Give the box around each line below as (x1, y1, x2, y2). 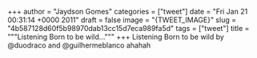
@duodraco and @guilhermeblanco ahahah (7, 41, 151, 50)
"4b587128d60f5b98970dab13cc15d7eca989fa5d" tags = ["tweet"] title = (7, 24, 250, 33)
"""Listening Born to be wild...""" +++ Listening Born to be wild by (7, 32, 225, 41)
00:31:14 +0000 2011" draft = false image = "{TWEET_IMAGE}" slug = (7, 15, 237, 25)
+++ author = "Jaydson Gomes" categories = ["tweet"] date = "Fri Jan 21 (7, 7, 248, 16)
